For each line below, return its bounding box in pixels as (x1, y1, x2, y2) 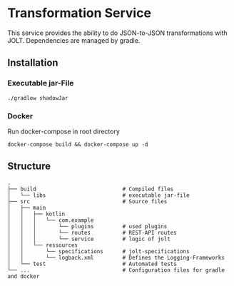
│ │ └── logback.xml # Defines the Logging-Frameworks (7, 254, 225, 261)
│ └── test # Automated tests (7, 260, 177, 267)
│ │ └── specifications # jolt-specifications (7, 247, 190, 255)
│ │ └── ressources (7, 241, 78, 249)
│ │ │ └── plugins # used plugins (7, 223, 168, 230)
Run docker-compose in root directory (7, 127, 120, 136)
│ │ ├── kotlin (7, 210, 66, 218)
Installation (7, 57, 58, 69)
